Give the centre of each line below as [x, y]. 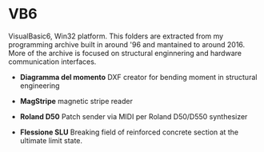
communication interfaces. [52, 62]
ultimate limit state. [51, 140]
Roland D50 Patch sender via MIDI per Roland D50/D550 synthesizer [134, 116]
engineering [40, 86]
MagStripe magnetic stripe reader [76, 101]
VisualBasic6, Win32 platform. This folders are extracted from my [116, 36]
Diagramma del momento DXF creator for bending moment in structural [138, 77]
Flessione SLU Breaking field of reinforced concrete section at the [129, 132]
